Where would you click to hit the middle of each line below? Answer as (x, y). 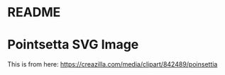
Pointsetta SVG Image (73, 45)
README (34, 12)
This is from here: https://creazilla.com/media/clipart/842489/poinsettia (112, 64)
